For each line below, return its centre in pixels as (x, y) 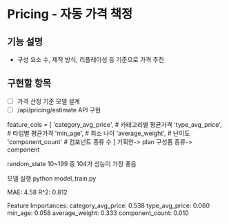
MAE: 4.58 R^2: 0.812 (37, 192)
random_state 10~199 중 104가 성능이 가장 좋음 (72, 163)
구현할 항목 (29, 83)
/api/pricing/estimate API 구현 (59, 110)
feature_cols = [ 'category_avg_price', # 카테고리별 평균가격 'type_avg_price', (114, 124)
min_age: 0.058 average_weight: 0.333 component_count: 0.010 (98, 213)
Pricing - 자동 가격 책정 (70, 14)
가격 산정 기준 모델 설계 (49, 101)
